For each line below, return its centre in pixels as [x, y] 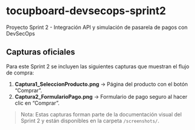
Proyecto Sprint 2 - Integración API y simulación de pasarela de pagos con [97, 27]
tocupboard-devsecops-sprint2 [86, 11]
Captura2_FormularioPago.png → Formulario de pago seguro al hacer [101, 96]
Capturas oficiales [41, 52]
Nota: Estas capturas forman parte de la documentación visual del [101, 114]
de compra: [20, 73]
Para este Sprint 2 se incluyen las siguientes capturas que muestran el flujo [98, 66]
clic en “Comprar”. [37, 103]
